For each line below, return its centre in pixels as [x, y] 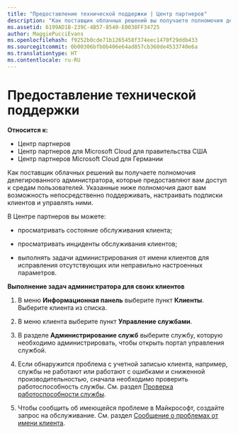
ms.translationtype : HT [42, 54]
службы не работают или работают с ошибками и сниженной [111, 371]
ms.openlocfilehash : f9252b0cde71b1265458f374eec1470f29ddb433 [103, 40]
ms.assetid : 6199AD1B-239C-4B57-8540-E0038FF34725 [84, 27]
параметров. [37, 272]
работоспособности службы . [62, 394]
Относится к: [28, 130]
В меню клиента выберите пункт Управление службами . [105, 321]
